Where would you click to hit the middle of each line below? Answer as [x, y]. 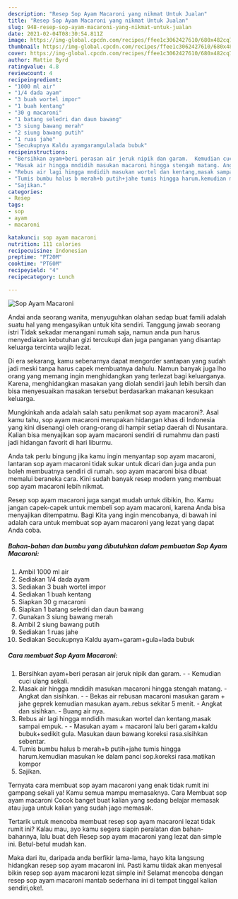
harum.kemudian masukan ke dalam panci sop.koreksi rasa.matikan [117, 756]
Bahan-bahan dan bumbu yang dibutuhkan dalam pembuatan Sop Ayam [118, 546]
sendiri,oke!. [26, 888]
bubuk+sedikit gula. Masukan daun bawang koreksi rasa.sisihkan [113, 733]
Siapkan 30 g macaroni [52, 601]
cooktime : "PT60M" [35, 264]
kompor [30, 764]
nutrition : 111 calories [44, 244]
